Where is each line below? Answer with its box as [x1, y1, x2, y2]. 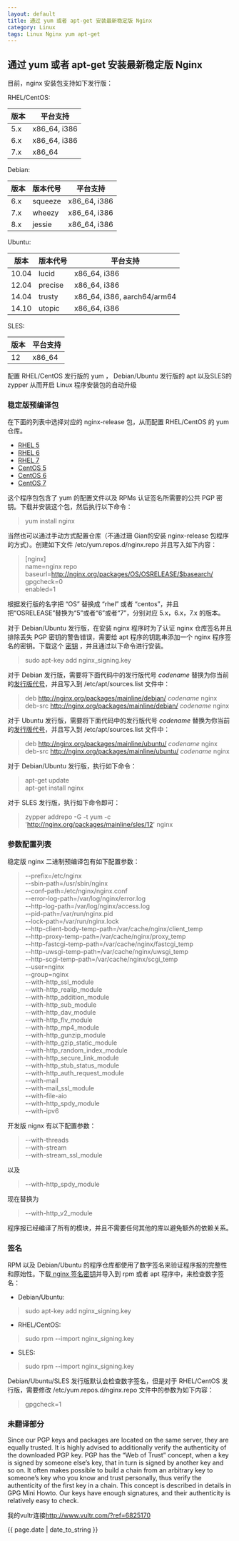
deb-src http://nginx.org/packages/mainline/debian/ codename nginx [24, 701, 230, 711]
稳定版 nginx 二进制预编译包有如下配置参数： [7, 857, 141, 865]
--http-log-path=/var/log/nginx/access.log [24, 901, 151, 910]
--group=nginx [24, 970, 69, 978]
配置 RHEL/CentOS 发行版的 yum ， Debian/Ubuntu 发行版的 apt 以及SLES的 [7, 372, 232, 381]
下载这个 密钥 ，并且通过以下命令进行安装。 [38, 642, 168, 651]
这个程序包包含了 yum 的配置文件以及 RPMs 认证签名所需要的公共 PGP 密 [7, 493, 223, 502]
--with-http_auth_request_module [24, 1068, 125, 1077]
